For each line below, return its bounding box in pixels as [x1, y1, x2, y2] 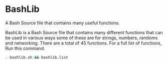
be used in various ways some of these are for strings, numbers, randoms [5, 35, 158, 41]
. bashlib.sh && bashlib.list [5, 55, 69, 60]
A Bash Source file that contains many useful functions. [5, 20, 120, 26]
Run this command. [5, 45, 45, 51]
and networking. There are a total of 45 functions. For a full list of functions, [5, 40, 162, 46]
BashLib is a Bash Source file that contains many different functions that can [5, 29, 163, 35]
